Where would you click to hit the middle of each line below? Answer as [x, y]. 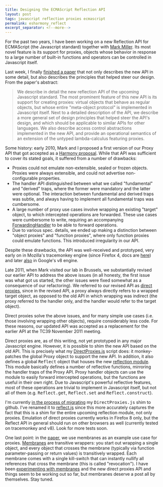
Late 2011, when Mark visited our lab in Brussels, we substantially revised [79, 270]
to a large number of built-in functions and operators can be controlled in [78, 57]
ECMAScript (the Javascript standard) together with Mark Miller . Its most [78, 47]
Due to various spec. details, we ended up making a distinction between [84, 230]
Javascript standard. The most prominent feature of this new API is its [87, 97]
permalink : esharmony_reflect [36, 23]
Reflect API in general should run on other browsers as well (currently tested [81, 423]
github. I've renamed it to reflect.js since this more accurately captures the [80, 408]
